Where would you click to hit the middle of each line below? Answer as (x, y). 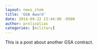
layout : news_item (24, 10)
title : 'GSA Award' (26, 14)
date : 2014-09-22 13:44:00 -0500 (40, 19)
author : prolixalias (27, 24)
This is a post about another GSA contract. (49, 42)
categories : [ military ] (30, 28)
